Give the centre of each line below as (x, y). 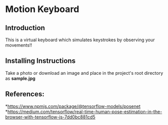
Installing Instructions (40, 61)
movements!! (19, 45)
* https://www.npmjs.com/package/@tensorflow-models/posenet (73, 106)
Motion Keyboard (42, 9)
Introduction (25, 28)
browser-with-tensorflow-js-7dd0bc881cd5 (50, 117)
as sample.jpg (20, 78)
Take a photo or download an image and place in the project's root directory (84, 73)
